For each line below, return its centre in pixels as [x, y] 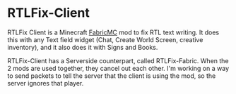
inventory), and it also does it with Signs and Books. [83, 47]
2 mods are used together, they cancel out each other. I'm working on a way [118, 68]
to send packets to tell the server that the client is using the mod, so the [112, 76]
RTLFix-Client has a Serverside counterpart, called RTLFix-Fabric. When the [118, 60]
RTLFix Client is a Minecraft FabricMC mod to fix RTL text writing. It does [113, 32]
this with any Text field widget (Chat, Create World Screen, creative [105, 39]
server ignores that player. [46, 83]
